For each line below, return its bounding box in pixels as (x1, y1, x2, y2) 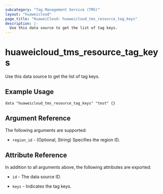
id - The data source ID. (12, 173, 62, 180)
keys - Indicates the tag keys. (12, 183, 72, 189)
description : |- (5, 21, 38, 26)
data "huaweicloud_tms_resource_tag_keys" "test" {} (5, 100, 116, 106)
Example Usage (5, 88, 54, 96)
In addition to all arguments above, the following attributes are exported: (5, 164, 152, 170)
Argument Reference (5, 114, 71, 123)
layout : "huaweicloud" (5, 12, 52, 17)
